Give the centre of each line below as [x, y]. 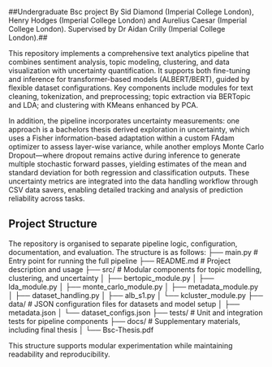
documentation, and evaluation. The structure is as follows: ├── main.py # [133, 252]
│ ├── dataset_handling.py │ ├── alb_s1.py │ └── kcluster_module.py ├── [136, 295]
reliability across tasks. [47, 199]
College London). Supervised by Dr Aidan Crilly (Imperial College [117, 29]
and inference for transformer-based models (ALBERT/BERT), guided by [129, 79]
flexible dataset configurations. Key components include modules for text [131, 88]
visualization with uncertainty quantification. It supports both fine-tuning [130, 71]
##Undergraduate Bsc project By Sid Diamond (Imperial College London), [131, 12]
